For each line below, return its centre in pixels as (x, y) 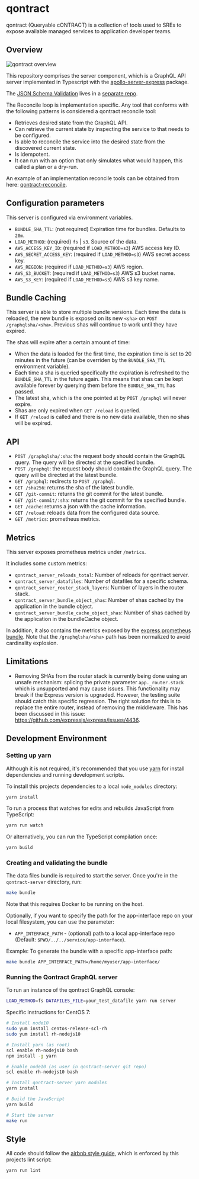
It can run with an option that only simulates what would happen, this (99, 160)
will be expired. (33, 423)
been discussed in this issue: (50, 713)
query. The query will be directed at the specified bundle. (85, 462)
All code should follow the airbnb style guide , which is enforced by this (92, 1154)
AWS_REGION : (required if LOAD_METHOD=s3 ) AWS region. (79, 267)
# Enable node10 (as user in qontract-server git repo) (76, 1066)
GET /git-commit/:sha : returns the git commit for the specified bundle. (100, 500)
